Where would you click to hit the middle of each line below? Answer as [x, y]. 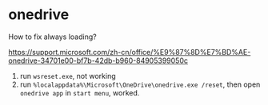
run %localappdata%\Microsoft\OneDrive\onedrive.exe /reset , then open [140, 84]
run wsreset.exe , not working [68, 76]
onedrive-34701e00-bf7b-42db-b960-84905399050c [98, 60]
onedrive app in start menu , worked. [80, 92]
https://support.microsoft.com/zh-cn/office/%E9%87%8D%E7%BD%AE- [130, 52]
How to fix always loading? [53, 37]
